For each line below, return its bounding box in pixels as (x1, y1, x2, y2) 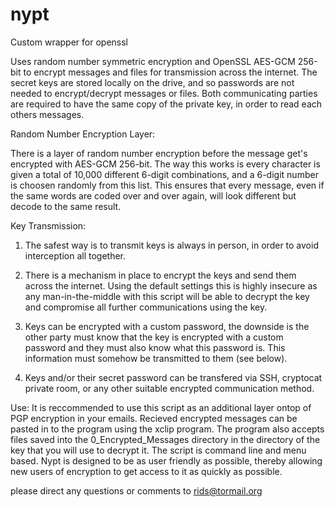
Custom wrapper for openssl (10, 36, 128, 48)
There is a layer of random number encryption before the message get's (10, 147, 308, 159)
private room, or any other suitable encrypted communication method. (24, 382, 315, 394)
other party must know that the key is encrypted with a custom (24, 331, 284, 343)
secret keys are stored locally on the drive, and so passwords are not (10, 76, 295, 88)
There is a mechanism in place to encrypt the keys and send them (24, 269, 297, 281)
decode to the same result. (10, 200, 122, 212)
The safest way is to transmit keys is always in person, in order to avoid (24, 239, 319, 251)
